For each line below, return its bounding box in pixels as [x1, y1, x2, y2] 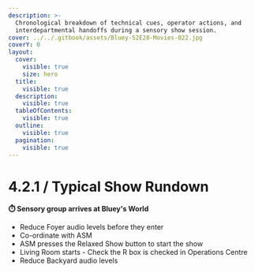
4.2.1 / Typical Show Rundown [8, 178, 209, 196]
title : [15, 77, 37, 85]
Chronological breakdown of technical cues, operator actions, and [15, 19, 242, 27]
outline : [15, 122, 44, 129]
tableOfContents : [15, 107, 73, 115]
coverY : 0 [8, 41, 41, 49]
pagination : [15, 136, 55, 144]
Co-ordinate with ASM [19, 230, 92, 241]
